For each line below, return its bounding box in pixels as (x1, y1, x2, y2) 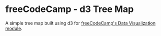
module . (5, 25, 23, 31)
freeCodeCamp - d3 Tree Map (5, 3, 134, 15)
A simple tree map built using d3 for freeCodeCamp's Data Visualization (5, 20, 156, 26)
